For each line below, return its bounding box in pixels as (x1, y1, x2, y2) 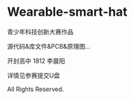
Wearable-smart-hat (7, 4, 128, 20)
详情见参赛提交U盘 (7, 71, 60, 79)
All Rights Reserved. (7, 85, 64, 93)
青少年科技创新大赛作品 (7, 27, 74, 36)
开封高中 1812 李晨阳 (7, 56, 65, 65)
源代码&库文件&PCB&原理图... (7, 42, 91, 50)
